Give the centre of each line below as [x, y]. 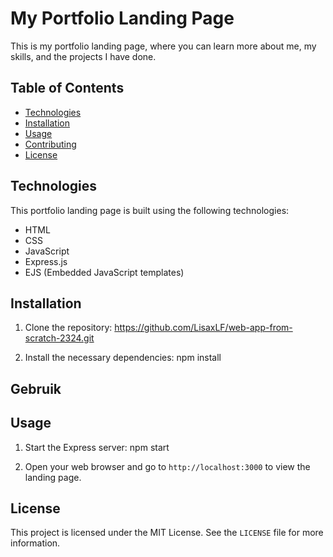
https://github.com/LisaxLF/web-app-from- [203, 328]
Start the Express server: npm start [97, 447]
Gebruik [36, 388]
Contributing [50, 144]
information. [35, 543]
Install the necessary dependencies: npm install [123, 358]
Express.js [46, 261]
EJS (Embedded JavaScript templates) [104, 272]
